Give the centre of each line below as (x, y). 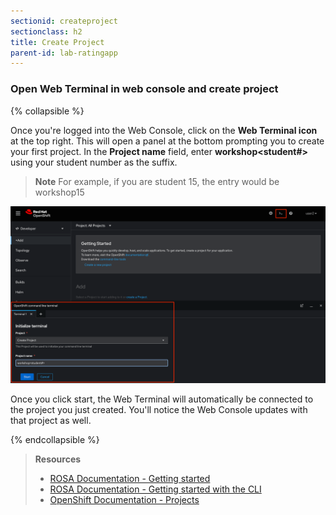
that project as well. (51, 421)
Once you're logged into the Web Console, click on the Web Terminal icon (164, 130)
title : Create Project (57, 42)
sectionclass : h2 (46, 31)
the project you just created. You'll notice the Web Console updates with (159, 410)
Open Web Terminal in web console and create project (144, 89)
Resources (58, 459)
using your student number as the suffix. (94, 162)
